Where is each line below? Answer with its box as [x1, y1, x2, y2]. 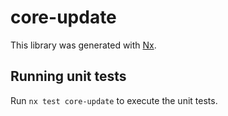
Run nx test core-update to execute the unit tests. [10, 94, 218, 106]
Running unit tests [10, 68, 127, 85]
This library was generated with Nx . [10, 39, 157, 51]
